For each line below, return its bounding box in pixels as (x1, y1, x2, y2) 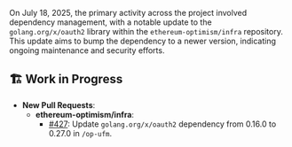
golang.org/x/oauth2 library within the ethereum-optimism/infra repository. (9, 27, 284, 36)
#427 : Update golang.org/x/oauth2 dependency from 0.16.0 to (48, 119, 277, 129)
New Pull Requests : (21, 99, 96, 110)
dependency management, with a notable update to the (9, 17, 212, 27)
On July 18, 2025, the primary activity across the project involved (9, 8, 248, 18)
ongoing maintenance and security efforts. (9, 45, 165, 56)
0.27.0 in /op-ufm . (48, 128, 113, 138)
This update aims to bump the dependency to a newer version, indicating (9, 35, 277, 46)
